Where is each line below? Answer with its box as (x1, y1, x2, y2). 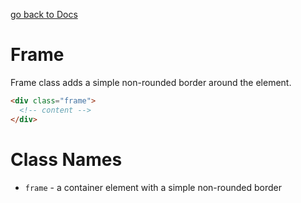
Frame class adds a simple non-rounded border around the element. (10, 76, 292, 88)
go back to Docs (10, 9, 78, 20)
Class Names (10, 148, 123, 171)
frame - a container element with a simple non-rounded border (24, 181, 283, 193)
